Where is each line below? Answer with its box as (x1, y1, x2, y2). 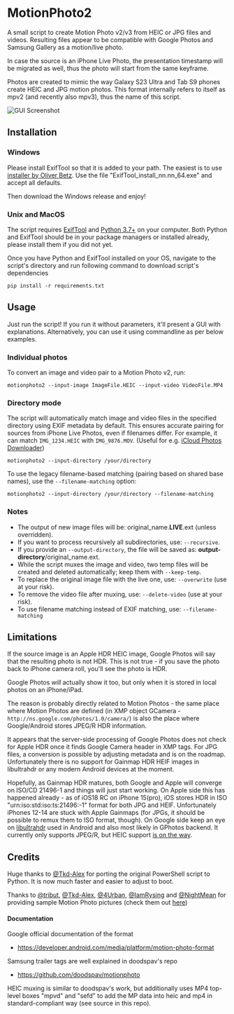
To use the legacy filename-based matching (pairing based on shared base (7, 470, 224, 478)
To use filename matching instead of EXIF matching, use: (17, 604, 182, 613)
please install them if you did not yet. (7, 240, 113, 248)
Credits (7, 851, 41, 863)
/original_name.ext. (45, 553, 100, 561)
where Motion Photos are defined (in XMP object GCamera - (7, 707, 181, 715)
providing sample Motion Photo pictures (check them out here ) (7, 898, 188, 907)
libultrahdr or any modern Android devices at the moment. (7, 765, 175, 773)
